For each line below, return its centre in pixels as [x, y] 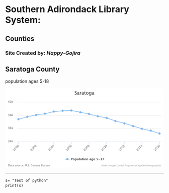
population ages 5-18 [27, 81]
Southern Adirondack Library [67, 9]
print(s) [14, 186]
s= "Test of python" [27, 181]
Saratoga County [32, 69]
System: [23, 20]
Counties [20, 39]
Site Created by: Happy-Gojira [43, 53]
